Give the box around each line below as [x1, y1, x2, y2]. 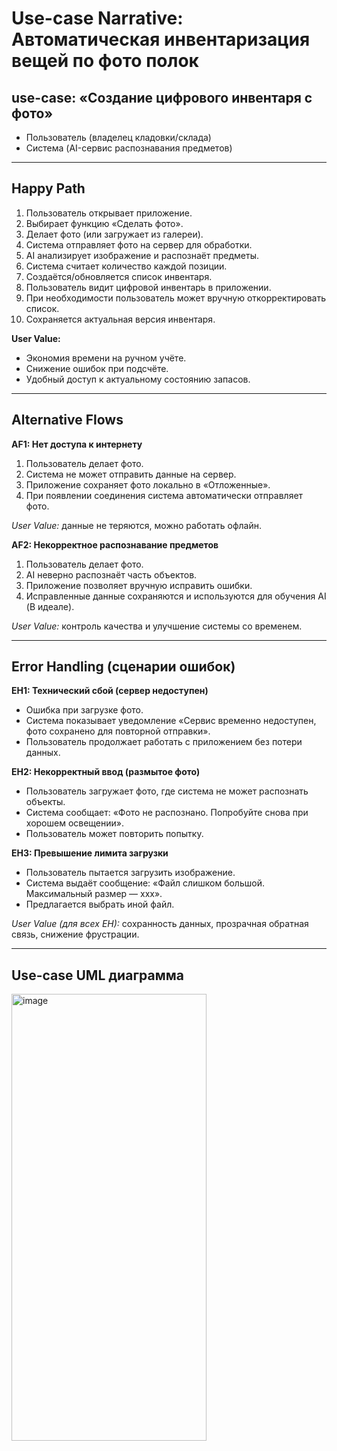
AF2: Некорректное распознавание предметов [11, 538, 219, 551]
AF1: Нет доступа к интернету [11, 438, 143, 450]
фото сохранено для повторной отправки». [25, 725, 211, 737]
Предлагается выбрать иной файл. [25, 898, 175, 911]
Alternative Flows [11, 412, 124, 429]
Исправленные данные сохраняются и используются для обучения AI [25, 590, 327, 602]
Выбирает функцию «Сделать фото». [25, 217, 184, 229]
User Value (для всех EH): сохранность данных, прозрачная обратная [11, 918, 309, 930]
